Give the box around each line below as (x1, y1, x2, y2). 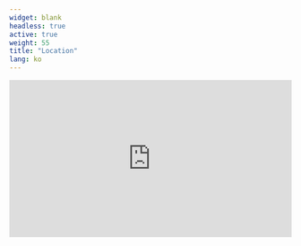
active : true (9, 30, 58, 39)
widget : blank (9, 13, 63, 22)
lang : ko (9, 55, 42, 64)
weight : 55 (9, 38, 50, 48)
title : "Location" (9, 47, 78, 56)
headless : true (9, 22, 66, 31)
